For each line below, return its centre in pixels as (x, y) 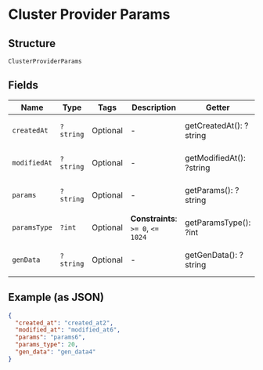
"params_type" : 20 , (47, 345)
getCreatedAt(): (214, 125)
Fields (23, 85)
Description (154, 107)
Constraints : (154, 219)
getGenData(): (211, 255)
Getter (218, 107)
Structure (32, 44)
